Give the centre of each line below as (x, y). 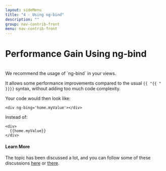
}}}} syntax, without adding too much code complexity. (63, 89)
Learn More (18, 146)
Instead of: (16, 117)
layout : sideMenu (23, 10)
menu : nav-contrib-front (31, 29)
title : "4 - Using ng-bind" (35, 15)
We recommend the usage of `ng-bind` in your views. (61, 74)
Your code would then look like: (38, 98)
